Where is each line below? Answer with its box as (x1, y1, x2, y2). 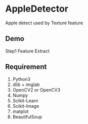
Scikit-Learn (12, 97, 38, 104)
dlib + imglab (12, 81, 40, 88)
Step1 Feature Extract (5, 48, 50, 54)
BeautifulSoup (12, 113, 42, 119)
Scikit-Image (12, 103, 39, 109)
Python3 (12, 76, 30, 82)
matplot (12, 108, 29, 114)
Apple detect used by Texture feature (5, 20, 83, 26)
